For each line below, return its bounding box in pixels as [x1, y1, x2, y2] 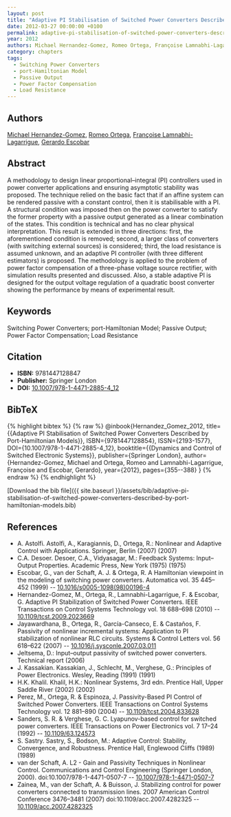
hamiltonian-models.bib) [7, 501, 77, 510]
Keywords [7, 305, 52, 317]
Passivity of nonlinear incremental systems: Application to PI [16, 627, 189, 635]
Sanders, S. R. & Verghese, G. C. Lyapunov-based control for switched [16, 715, 217, 723]
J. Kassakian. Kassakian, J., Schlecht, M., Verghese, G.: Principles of [16, 664, 212, 671]
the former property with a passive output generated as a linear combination [7, 213, 223, 221]
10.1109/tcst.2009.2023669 [16, 613, 95, 620]
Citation [7, 351, 43, 362]
